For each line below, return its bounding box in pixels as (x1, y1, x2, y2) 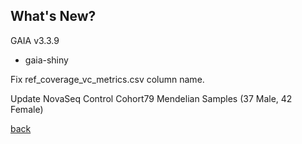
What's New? (10, 8, 97, 25)
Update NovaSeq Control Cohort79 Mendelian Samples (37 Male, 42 (10, 92, 293, 104)
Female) (10, 103, 44, 115)
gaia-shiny (24, 54, 69, 66)
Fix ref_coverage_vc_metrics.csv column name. (10, 73, 205, 85)
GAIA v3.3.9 (10, 34, 60, 46)
